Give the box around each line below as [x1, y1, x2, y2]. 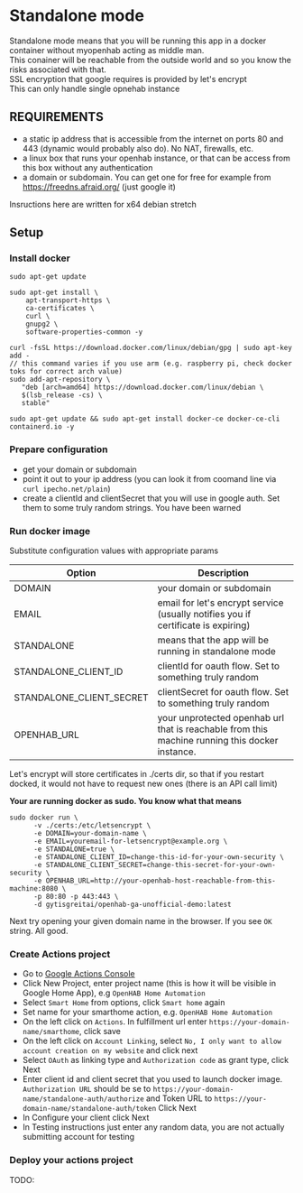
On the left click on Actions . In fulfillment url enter [22, 1016, 207, 1027]
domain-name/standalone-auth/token [22, 1105, 157, 1114]
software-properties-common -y [25, 328, 143, 337]
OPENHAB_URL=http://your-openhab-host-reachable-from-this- [45, 876, 277, 885]
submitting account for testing [22, 1132, 135, 1142]
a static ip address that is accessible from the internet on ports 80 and [22, 133, 284, 144]
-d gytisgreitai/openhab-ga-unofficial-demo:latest [32, 900, 232, 910]
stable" [21, 399, 50, 408]
